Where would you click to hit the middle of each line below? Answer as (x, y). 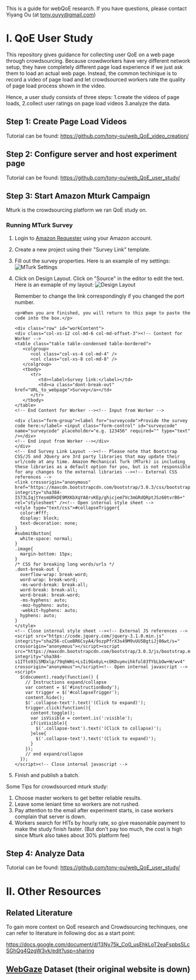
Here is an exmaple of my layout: (54, 284)
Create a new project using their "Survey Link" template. (82, 249)
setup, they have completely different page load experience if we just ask (94, 67)
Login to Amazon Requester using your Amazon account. (83, 238)
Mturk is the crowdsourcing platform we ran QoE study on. (77, 210)
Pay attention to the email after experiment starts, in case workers (94, 810)
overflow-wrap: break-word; (54, 574)
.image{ (24, 549)
